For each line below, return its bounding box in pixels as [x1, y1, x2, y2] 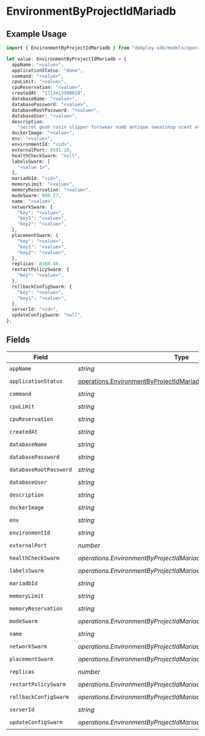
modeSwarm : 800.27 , [12, 192, 62, 198]
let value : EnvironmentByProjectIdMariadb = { [6, 56, 127, 62]
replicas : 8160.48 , [12, 261, 62, 267]
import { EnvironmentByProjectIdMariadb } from [6, 45, 130, 51]
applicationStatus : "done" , [12, 67, 84, 73]
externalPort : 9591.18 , [12, 147, 72, 153]
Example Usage [6, 29, 67, 39]
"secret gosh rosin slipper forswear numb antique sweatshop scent [17, 124, 192, 130]
